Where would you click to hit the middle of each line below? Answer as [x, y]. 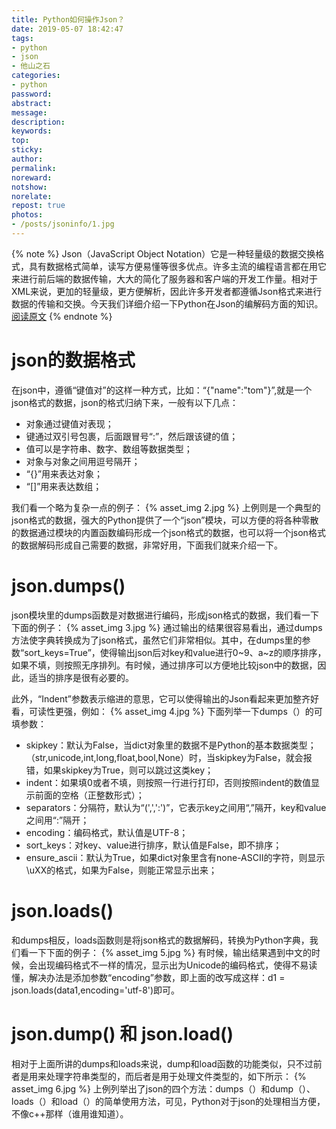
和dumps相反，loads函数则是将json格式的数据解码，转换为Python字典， [160, 940]
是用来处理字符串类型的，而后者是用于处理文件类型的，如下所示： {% [163, 1076]
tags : [22, 38]
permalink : [34, 168]
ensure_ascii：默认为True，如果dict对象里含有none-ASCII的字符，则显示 [175, 857]
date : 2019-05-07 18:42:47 [67, 29]
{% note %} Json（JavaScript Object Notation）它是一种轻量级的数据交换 [163, 253]
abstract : [32, 103]
